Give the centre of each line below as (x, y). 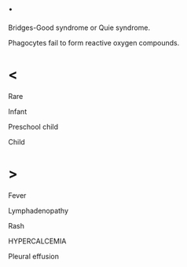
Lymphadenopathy (38, 210)
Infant (18, 112)
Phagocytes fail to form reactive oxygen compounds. (94, 42)
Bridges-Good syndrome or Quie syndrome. (79, 27)
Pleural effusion (33, 256)
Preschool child (33, 126)
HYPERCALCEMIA (37, 241)
